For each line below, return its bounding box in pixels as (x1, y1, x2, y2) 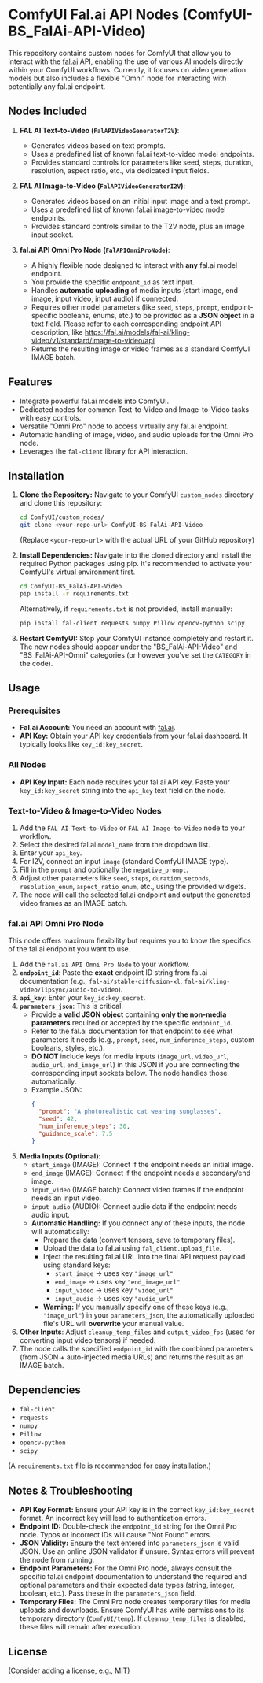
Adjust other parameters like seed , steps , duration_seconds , (19, 873, 211, 883)
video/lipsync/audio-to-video (19, 986, 119, 994)
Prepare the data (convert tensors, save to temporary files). (42, 1235, 236, 1244)
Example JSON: (31, 1085, 82, 1095)
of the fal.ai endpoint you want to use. (8, 944, 131, 954)
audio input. (31, 1210, 71, 1219)
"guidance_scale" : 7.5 (38, 1129, 113, 1137)
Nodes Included (8, 105, 88, 118)
